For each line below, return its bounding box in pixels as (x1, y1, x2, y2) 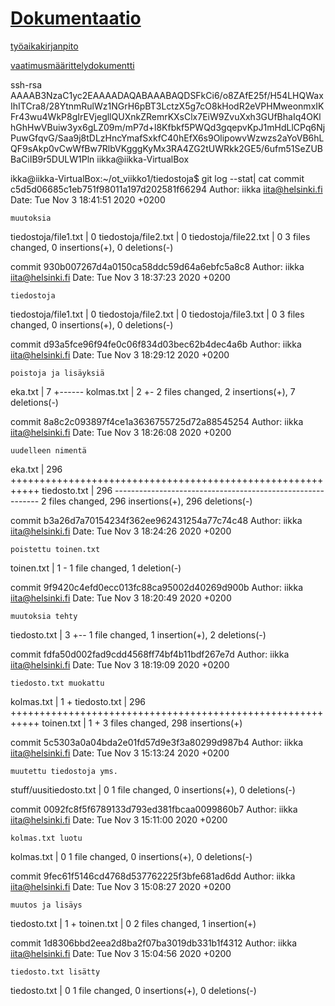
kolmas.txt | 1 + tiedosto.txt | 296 (10, 695, 147, 707)
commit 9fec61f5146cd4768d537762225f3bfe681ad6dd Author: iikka (10, 870, 296, 882)
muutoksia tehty (10, 611, 78, 621)
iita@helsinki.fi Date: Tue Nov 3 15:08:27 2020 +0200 (10, 880, 232, 892)
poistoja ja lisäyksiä (10, 368, 105, 378)
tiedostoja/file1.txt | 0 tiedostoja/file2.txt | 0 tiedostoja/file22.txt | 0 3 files (10, 230, 311, 242)
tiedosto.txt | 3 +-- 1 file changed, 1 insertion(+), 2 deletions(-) (10, 628, 267, 641)
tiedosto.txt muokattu (10, 678, 105, 688)
